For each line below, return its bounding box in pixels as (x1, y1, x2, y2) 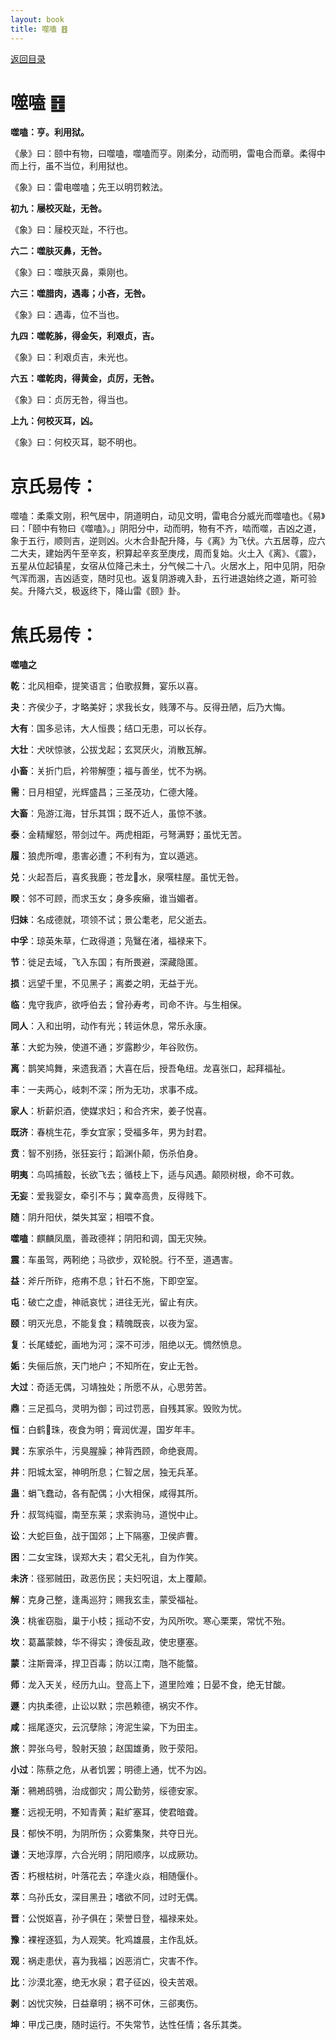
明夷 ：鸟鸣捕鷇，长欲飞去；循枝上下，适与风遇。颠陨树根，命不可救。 (10, 1169, 300, 1181)
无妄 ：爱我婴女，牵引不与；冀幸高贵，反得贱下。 (10, 1190, 212, 1202)
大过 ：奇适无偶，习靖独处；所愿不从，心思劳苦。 (10, 1381, 212, 1393)
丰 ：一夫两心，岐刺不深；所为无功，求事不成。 (10, 1084, 203, 1096)
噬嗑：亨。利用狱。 (10, 126, 90, 138)
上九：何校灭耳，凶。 (10, 415, 98, 427)
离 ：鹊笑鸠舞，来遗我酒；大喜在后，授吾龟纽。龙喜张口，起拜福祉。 (10, 1062, 291, 1075)
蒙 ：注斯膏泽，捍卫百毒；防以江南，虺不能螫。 (10, 1657, 203, 1670)
